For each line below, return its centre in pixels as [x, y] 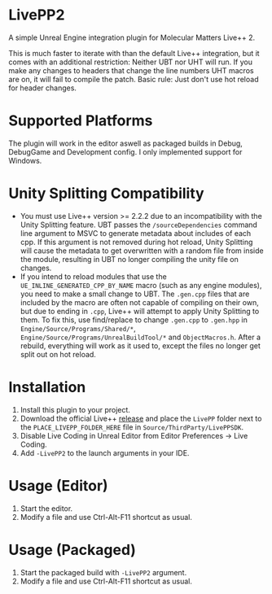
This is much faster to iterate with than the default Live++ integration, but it [134, 53]
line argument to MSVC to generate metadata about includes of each [136, 233]
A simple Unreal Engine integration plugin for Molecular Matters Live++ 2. [132, 37]
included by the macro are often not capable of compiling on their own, [139, 302]
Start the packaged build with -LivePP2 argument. [103, 572]
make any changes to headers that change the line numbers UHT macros [131, 70]
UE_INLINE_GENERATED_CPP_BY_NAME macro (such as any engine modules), [141, 285]
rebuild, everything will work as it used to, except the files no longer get [140, 345]
